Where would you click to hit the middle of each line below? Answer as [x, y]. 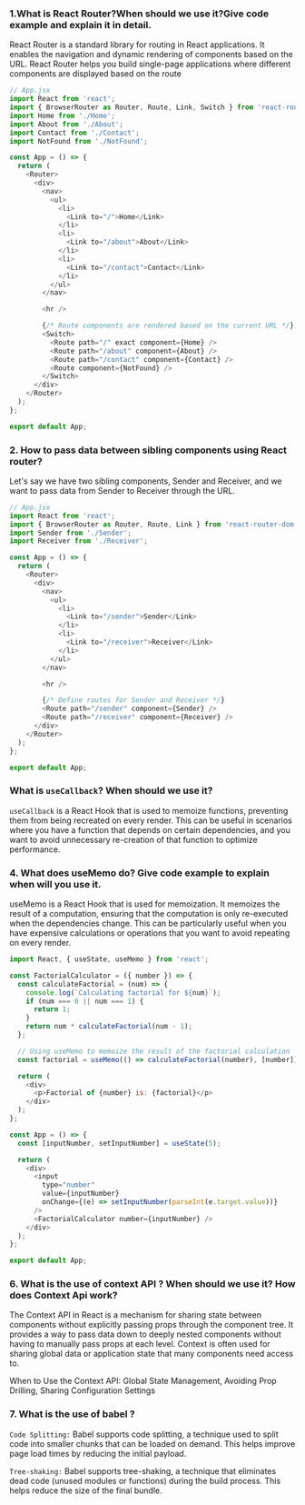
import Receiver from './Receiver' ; [79, 541]
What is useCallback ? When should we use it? [111, 791]
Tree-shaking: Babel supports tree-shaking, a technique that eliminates [143, 1470]
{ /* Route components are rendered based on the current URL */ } [168, 326]
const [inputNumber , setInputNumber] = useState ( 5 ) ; [119, 1143]
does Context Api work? [64, 1296]
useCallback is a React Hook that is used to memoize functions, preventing [149, 810]
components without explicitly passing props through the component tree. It [152, 1325]
